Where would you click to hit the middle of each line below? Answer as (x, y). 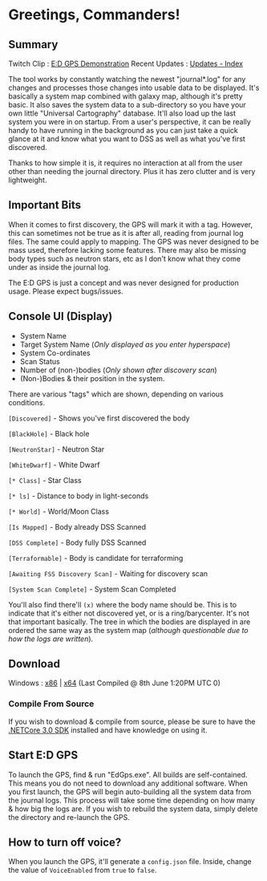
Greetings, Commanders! (94, 15)
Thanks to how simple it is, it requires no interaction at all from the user (125, 163)
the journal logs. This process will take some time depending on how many (131, 800)
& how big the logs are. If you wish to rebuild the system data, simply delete (133, 809)
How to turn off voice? (65, 842)
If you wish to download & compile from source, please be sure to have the (132, 721)
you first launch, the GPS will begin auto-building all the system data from (130, 791)
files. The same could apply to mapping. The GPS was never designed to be (133, 242)
